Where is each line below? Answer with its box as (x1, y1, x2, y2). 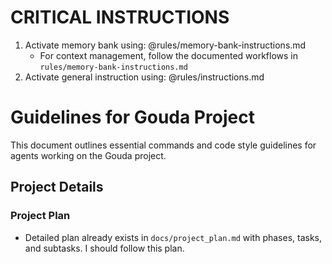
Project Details (10, 179, 104, 196)
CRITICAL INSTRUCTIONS (10, 6, 230, 29)
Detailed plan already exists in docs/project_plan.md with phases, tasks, (24, 231, 323, 243)
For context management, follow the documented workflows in (39, 49, 298, 61)
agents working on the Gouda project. (10, 149, 167, 161)
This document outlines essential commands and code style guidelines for (10, 139, 317, 151)
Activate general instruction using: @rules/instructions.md (24, 71, 265, 83)
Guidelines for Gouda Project (10, 106, 255, 129)
